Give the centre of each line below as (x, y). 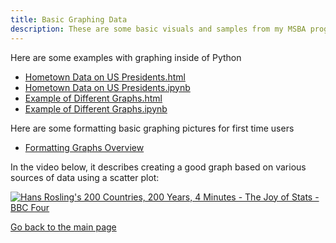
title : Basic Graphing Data (69, 19)
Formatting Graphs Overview (84, 147)
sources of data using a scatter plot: (85, 177)
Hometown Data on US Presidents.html (105, 77)
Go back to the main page (63, 227)
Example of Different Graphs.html (93, 98)
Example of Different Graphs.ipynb (96, 108)
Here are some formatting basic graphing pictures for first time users (152, 128)
